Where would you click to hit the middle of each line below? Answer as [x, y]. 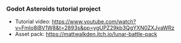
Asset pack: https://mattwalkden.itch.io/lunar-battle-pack [86, 34]
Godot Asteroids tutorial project [54, 9]
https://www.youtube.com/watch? [94, 22]
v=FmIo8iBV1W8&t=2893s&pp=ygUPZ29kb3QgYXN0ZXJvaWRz [95, 28]
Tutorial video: [33, 22]
